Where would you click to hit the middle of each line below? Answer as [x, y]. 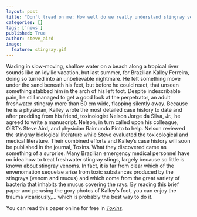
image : [14, 44]
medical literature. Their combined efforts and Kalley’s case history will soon [98, 140]
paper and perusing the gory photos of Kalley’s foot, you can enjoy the [91, 190]
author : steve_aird [30, 39]
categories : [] [25, 22]
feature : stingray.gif [39, 50]
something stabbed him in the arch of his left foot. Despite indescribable [93, 91]
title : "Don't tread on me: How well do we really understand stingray [95, 17]
